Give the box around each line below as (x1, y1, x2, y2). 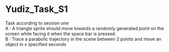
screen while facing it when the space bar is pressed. (5, 30, 117, 36)
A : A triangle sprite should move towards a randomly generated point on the (5, 25, 164, 31)
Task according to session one (5, 20, 69, 26)
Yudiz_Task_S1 (5, 3, 68, 15)
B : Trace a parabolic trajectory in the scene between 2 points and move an (5, 36, 161, 42)
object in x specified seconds (5, 41, 67, 47)
